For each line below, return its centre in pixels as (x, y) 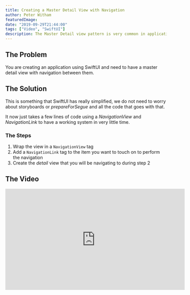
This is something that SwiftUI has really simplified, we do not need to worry (86, 101)
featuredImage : (22, 20)
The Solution (26, 89)
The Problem (26, 55)
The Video (22, 179)
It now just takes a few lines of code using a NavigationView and (73, 117)
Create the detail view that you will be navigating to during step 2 (81, 163)
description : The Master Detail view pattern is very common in (75, 34)
